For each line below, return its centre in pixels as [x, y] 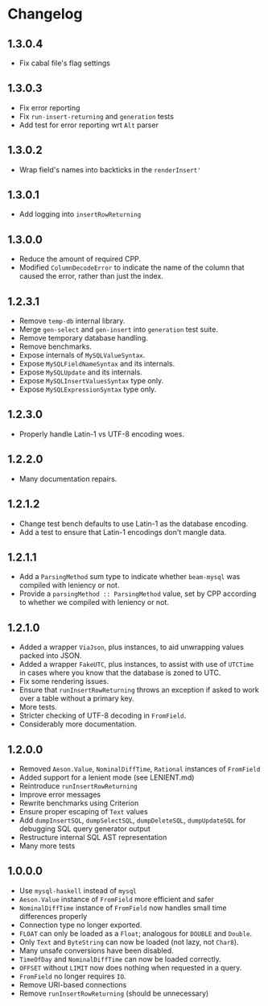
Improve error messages [60, 794]
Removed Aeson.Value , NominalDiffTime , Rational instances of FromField [140, 768]
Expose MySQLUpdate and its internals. [80, 372]
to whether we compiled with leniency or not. [94, 602]
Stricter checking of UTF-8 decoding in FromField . [103, 716]
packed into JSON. [50, 656]
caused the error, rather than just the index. [91, 276]
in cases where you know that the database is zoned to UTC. [120, 673]
